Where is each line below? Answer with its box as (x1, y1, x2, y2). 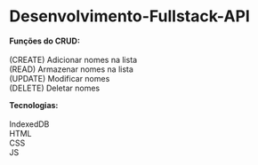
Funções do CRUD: (9, 35, 80, 46)
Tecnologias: (9, 99, 59, 110)
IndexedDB (9, 118, 50, 130)
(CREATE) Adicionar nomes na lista (9, 54, 138, 65)
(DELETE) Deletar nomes (9, 82, 101, 93)
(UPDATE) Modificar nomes (9, 73, 110, 83)
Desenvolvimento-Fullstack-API (9, 6, 251, 27)
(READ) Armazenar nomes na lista (9, 64, 133, 75)
